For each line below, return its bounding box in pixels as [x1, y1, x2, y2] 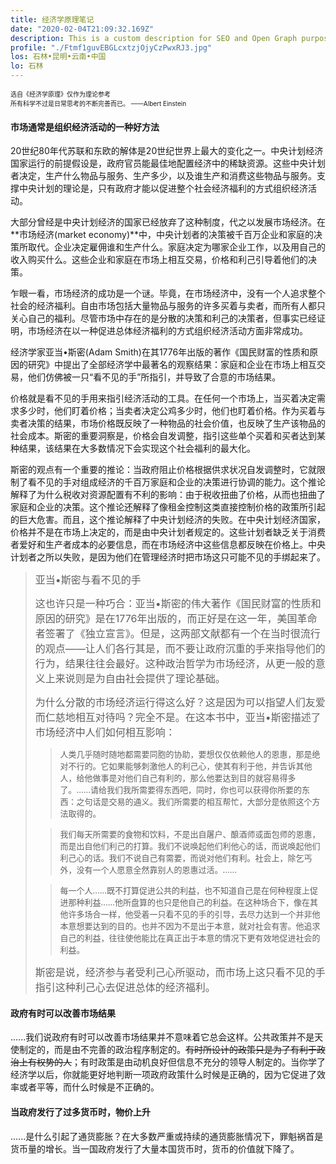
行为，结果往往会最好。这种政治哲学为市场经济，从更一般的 [34, 657, 316, 671]
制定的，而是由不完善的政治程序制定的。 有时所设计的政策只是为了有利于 [18, 1044, 317, 1056]
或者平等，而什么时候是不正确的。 [18, 1081, 160, 1093]
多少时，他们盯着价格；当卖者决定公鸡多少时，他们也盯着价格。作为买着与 [18, 405, 326, 417]
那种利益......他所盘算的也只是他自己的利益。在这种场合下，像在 [68, 897, 311, 908]
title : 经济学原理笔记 [10, 14, 95, 25]
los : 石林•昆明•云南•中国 [10, 52, 107, 62]
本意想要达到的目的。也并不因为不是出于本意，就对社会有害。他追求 [59, 921, 321, 932]
